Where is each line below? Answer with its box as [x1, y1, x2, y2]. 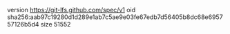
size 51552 [40, 20, 71, 28]
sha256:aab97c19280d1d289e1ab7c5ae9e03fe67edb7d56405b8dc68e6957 [7, 13, 223, 21]
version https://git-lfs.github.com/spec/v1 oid [7, 6, 136, 14]
